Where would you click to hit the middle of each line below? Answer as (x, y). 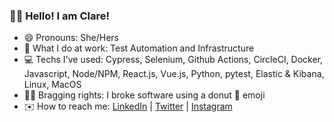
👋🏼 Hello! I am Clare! (59, 16)
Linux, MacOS (52, 85)
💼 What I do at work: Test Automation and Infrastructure (139, 48)
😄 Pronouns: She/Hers (71, 38)
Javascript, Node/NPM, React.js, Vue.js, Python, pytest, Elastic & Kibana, (174, 74)
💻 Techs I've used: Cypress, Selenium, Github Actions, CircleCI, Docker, (173, 60)
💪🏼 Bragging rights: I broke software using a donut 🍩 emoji (144, 95)
